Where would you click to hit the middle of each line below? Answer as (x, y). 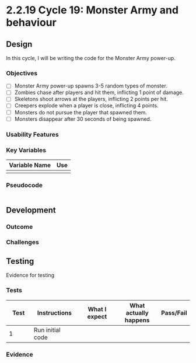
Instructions (54, 313)
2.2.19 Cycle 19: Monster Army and (92, 10)
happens (137, 320)
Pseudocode (24, 185)
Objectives (22, 73)
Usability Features (33, 134)
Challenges (22, 242)
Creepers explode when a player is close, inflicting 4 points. (86, 106)
